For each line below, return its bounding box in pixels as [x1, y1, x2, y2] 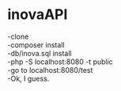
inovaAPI [7, 6, 68, 24]
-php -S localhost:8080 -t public [7, 57, 114, 66]
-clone [7, 32, 29, 41]
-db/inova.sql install [7, 48, 72, 58]
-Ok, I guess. [7, 74, 50, 83]
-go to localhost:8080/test [7, 65, 93, 74]
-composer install [7, 40, 65, 49]
